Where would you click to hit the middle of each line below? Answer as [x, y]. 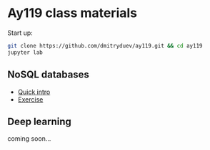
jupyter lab [25, 52]
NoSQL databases [48, 75]
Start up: [20, 33]
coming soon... [29, 139]
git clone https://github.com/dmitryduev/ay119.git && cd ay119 [105, 45]
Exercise [30, 99]
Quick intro [34, 92]
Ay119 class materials [72, 13]
